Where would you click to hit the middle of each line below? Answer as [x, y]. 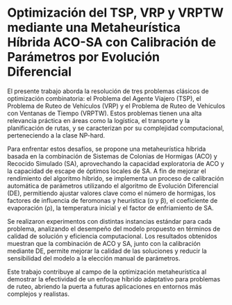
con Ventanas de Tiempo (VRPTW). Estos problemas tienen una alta [105, 113]
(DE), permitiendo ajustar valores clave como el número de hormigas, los [111, 193]
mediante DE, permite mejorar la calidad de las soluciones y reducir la [107, 251]
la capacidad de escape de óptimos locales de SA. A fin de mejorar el [107, 171]
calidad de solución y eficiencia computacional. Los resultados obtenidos [112, 236]
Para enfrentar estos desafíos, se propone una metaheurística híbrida [107, 149]
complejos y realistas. [39, 294]
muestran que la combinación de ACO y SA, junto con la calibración [104, 243]
